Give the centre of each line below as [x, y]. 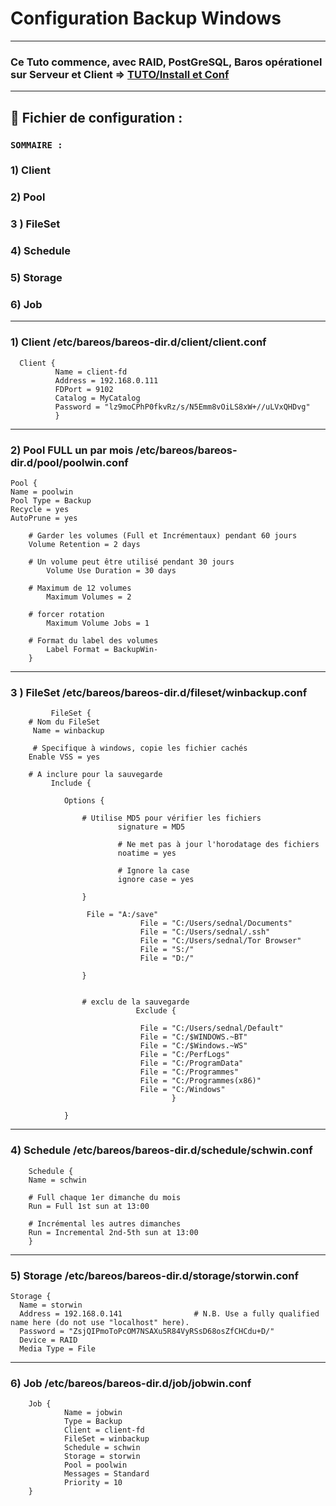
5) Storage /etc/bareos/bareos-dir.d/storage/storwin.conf [155, 1275]
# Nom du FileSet [64, 722]
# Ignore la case [153, 871]
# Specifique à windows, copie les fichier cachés [140, 748]
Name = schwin [57, 1180]
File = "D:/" [167, 958]
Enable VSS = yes [64, 757]
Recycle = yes [40, 510]
